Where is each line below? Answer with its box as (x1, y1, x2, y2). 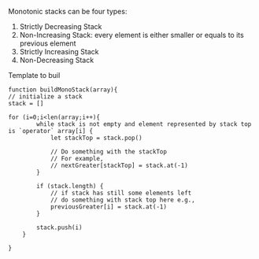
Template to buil (8, 71, 61, 80)
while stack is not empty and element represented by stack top (36, 120, 252, 128)
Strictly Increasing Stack (19, 47, 99, 56)
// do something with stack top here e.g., (50, 196, 195, 204)
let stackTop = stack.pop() (50, 134, 143, 142)
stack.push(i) (36, 224, 83, 231)
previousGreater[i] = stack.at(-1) (50, 203, 168, 211)
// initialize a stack (8, 93, 83, 101)
